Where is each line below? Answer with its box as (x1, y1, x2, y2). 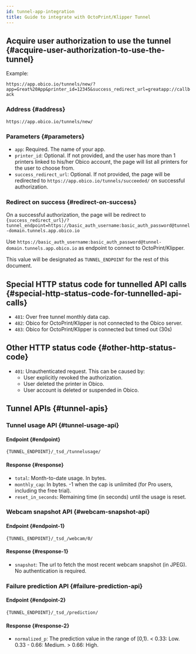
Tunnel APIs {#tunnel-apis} (6, 404, 109, 414)
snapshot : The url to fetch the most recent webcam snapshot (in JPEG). (14, 561, 187, 568)
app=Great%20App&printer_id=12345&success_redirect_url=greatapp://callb (6, 87, 191, 93)
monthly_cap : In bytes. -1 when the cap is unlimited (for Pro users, (14, 481, 173, 488)
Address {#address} (6, 105, 66, 114)
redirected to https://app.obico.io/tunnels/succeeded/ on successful (14, 177, 185, 184)
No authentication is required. (14, 567, 87, 574)
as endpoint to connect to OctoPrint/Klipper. (78, 245, 185, 252)
